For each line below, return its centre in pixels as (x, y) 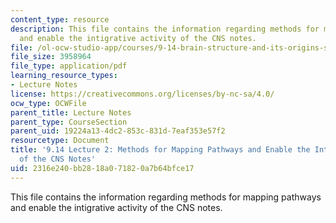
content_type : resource (60, 19)
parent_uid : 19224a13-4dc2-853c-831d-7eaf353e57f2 (118, 131)
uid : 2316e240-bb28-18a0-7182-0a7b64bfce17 (102, 168)
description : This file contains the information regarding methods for (165, 29)
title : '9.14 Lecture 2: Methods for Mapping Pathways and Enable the (160, 150)
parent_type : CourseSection (69, 122)
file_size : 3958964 (51, 57)
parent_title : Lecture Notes (71, 112)
